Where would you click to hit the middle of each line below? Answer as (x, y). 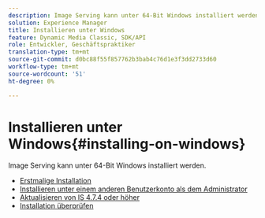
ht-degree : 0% (32, 81)
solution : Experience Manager (58, 23)
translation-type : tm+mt (49, 52)
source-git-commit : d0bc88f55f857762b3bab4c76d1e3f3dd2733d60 (112, 60)
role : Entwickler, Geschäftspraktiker (72, 45)
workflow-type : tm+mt (44, 67)
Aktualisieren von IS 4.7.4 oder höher (80, 198)
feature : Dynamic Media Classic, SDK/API (77, 37)
